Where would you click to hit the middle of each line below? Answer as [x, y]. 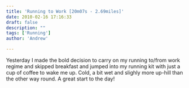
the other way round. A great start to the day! [61, 79]
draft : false [22, 22]
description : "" [26, 28]
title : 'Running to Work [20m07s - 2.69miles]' [65, 11]
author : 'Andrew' [27, 38]
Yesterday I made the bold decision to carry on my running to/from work [93, 60]
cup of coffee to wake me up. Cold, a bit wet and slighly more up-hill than [94, 73]
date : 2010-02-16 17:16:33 [39, 17]
